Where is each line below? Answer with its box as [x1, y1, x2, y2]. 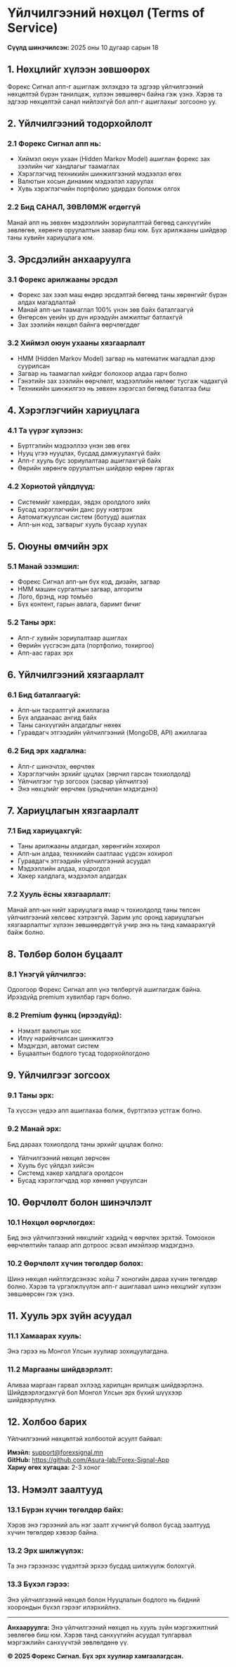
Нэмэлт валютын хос [17, 1026, 81, 1035]
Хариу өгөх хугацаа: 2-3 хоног [7, 1463, 100, 1472]
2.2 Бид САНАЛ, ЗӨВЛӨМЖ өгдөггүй [7, 202, 141, 212]
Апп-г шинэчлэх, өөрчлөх [17, 762, 95, 770]
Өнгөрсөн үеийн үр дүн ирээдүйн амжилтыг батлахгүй [17, 313, 183, 322]
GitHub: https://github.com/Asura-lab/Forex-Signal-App [7, 1456, 170, 1464]
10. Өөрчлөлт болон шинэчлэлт [7, 1197, 152, 1209]
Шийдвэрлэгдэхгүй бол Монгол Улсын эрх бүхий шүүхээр [7, 1388, 183, 1397]
